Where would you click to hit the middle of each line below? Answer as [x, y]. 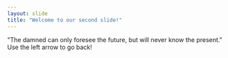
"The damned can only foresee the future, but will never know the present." [115, 39]
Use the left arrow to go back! [50, 47]
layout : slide [28, 13]
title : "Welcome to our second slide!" [65, 20]
